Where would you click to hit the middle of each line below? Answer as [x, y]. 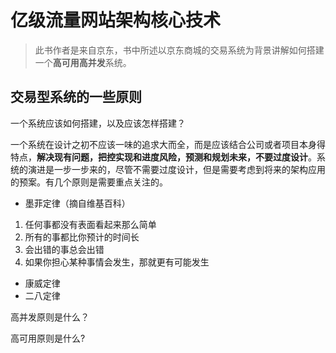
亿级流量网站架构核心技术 [116, 20]
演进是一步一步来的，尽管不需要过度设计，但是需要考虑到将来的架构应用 [176, 169]
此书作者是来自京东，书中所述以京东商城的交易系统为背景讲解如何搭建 [179, 50]
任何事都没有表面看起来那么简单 [90, 224]
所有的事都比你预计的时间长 [82, 237]
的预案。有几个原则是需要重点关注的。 [89, 182]
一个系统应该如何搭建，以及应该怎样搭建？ [98, 123]
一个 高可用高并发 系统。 [83, 62]
